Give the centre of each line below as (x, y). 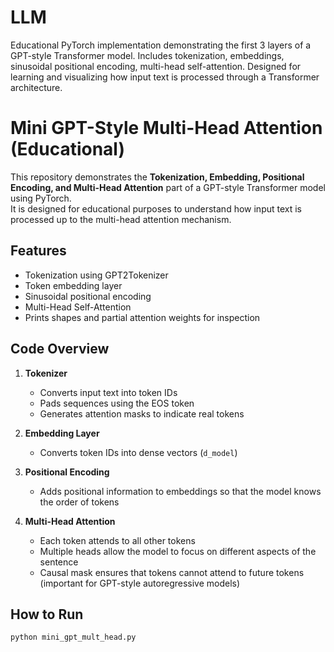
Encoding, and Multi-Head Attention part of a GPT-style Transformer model (168, 187)
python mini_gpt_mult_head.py (73, 637)
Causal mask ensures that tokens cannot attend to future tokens (172, 572)
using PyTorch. (41, 198)
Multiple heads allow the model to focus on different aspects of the (178, 551)
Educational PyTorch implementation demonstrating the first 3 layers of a (161, 45)
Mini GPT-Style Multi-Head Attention (166, 128)
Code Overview (60, 349)
